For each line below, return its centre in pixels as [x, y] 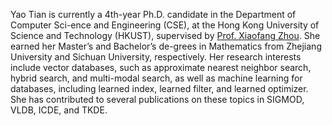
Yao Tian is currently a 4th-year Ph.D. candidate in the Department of [153, 14]
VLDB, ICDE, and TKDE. [59, 110]
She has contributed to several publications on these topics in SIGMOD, [157, 99]
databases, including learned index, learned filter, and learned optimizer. [159, 88]
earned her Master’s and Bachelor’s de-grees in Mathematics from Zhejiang [166, 46]
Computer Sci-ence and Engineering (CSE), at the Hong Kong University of [165, 25]
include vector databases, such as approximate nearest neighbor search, [161, 67]
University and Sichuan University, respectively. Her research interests [156, 57]
